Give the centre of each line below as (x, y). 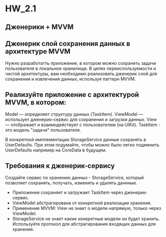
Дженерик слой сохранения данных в (68, 43)
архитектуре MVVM (38, 51)
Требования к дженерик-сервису (60, 166)
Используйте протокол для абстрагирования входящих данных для (84, 224)
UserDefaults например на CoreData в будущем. (56, 150)
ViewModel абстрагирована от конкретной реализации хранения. (82, 203)
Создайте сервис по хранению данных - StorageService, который (75, 178)
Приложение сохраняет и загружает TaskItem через (68, 192)
